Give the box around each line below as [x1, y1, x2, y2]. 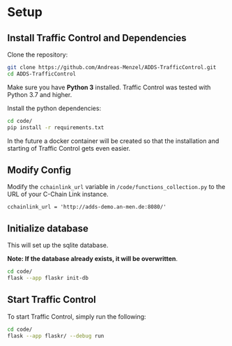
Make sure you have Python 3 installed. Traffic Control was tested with [7, 83, 211, 91]
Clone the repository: [7, 50, 68, 59]
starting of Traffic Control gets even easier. [7, 144, 131, 152]
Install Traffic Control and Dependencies [7, 32, 187, 44]
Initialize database [7, 223, 89, 234]
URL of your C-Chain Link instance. [7, 190, 109, 199]
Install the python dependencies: [7, 104, 102, 112]
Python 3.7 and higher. [7, 90, 72, 98]
